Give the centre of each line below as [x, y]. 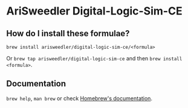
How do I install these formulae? [68, 33]
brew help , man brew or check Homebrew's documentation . [79, 98]
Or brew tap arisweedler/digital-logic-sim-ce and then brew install [94, 58]
